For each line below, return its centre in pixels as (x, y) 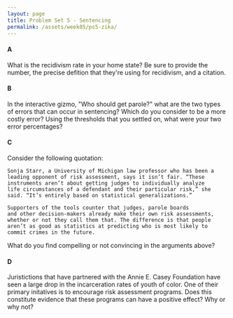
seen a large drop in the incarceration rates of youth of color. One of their (113, 284)
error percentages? (35, 126)
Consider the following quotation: (55, 158)
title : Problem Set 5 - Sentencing (59, 20)
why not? (20, 307)
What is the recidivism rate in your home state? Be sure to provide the (108, 65)
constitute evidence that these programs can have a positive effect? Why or (116, 300)
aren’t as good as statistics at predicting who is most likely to (108, 226)
